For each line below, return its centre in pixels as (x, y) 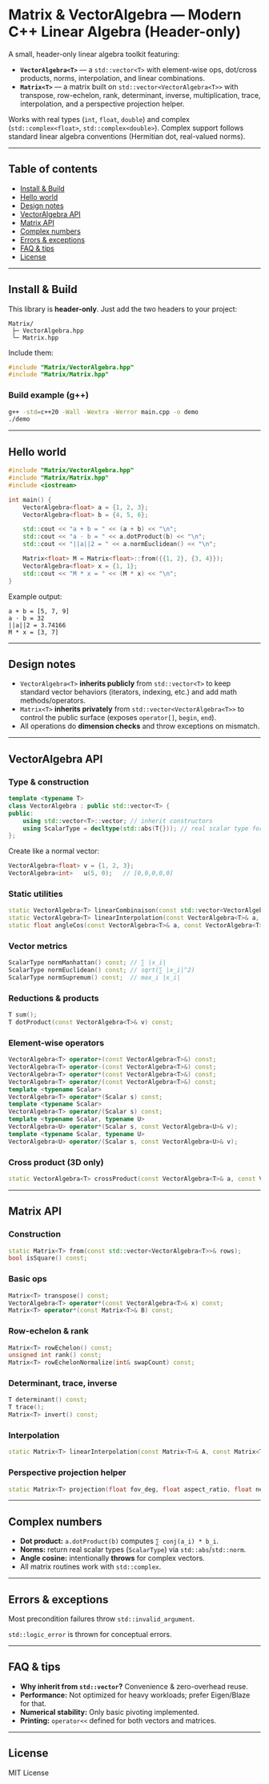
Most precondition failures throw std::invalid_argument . (102, 1619)
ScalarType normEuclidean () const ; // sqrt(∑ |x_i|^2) (102, 970)
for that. (33, 1703)
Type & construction (49, 782)
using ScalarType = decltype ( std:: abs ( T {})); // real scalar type (136, 829)
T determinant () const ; (48, 1400)
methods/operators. (53, 701)
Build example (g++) (49, 395)
